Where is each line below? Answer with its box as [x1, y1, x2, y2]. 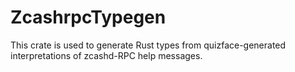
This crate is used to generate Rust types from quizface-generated [10, 39, 287, 51]
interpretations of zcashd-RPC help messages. [10, 49, 203, 61]
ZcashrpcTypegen [10, 6, 167, 29]
